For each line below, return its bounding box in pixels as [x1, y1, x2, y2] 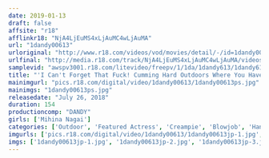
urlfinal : [8, 57, 42, 65]
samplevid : [8, 64, 45, 72]
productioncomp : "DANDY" [8, 109, 91, 117]
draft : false [8, 19, 52, 27]
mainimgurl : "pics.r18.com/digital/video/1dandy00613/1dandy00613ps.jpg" [8, 78, 260, 86]
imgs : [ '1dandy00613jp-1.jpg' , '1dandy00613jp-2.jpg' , [8, 137, 195, 146]
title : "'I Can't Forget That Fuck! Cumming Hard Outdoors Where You [8, 71, 246, 79]
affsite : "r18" [8, 26, 59, 34]
